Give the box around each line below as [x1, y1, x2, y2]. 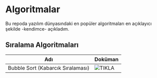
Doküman [94, 56, 119, 63]
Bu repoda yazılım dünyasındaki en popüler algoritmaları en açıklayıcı [5, 20, 152, 27]
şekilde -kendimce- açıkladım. [5, 25, 69, 32]
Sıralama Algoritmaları [5, 41, 79, 49]
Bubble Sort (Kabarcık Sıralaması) [8, 64, 90, 71]
